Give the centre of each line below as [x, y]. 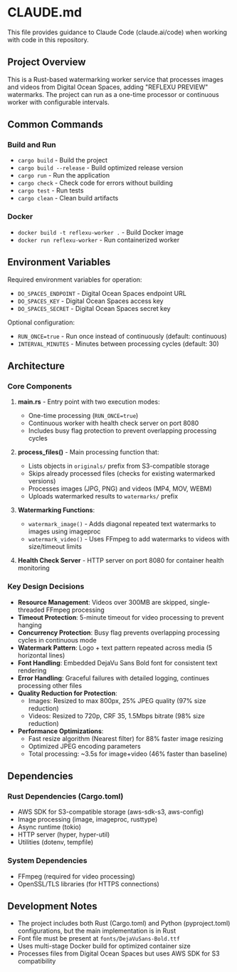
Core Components [40, 386]
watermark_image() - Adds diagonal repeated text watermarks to [122, 524]
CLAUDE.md [45, 12]
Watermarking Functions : [56, 510]
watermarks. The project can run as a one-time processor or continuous [113, 94]
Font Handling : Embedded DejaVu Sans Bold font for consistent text [117, 663]
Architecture [36, 365]
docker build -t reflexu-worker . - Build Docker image [100, 232]
